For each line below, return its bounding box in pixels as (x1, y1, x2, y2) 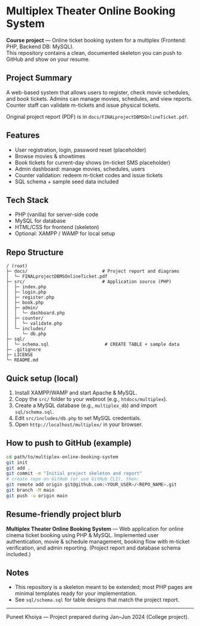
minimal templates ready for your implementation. (14, 590, 137, 597)
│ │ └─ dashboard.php (6, 310, 65, 316)
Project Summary (6, 73, 73, 83)
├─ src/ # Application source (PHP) (6, 279, 171, 285)
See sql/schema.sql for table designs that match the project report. (14, 596, 180, 603)
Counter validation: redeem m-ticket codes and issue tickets (14, 171, 163, 178)
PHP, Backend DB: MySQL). (6, 43, 74, 50)
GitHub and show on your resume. (6, 55, 90, 63)
